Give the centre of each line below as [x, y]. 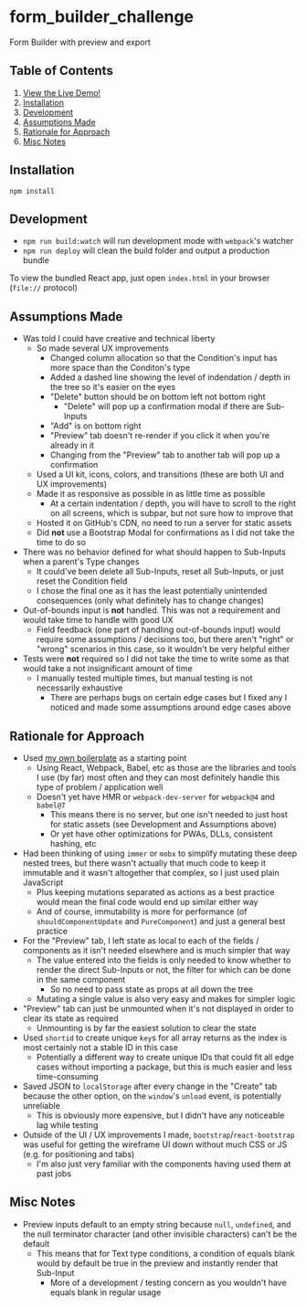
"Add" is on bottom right [95, 426]
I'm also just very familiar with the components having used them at [164, 1164]
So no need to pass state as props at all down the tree [152, 989]
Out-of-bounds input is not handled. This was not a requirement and [151, 610]
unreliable [42, 1106]
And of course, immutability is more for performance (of [142, 912]
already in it [72, 446]
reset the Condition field [82, 581]
